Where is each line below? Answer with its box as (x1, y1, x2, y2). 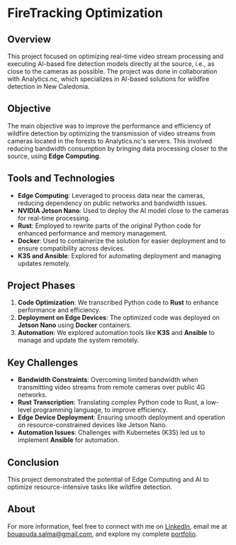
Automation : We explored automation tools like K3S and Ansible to (17, 329, 215, 337)
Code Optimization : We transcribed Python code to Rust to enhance (17, 298, 219, 307)
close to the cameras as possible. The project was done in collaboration (7, 67, 218, 75)
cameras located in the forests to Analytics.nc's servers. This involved (7, 136, 213, 145)
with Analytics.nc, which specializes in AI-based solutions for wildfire (7, 75, 210, 83)
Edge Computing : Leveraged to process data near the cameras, (17, 191, 206, 199)
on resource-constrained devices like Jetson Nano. (17, 421, 168, 429)
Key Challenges (7, 356, 79, 368)
